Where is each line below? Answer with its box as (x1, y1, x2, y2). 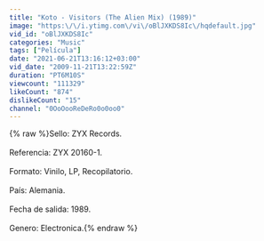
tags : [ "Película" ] (9, 46, 82, 55)
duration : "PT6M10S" (9, 71, 86, 80)
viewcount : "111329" (9, 79, 86, 88)
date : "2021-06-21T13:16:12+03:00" (9, 54, 141, 63)
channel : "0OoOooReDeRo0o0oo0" (9, 104, 125, 113)
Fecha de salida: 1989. (9, 204, 92, 214)
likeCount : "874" (9, 87, 74, 96)
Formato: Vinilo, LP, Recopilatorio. (9, 166, 133, 177)
